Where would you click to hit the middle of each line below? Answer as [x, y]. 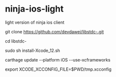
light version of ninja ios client [35, 22]
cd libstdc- [16, 41]
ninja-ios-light [34, 9]
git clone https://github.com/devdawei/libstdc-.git [54, 31]
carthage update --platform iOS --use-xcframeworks [58, 60]
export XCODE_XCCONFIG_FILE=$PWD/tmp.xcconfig [58, 69]
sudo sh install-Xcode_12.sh [33, 50]
